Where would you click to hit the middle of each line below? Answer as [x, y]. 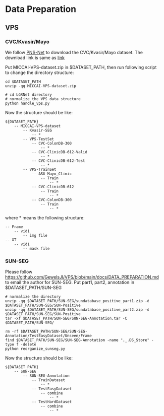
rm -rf [12, 332]
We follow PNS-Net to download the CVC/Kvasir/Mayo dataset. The [74, 52]
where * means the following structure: [45, 217]
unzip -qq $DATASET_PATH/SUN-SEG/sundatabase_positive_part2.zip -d [77, 310]
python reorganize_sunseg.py [35, 349]
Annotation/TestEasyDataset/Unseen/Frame [49, 336]
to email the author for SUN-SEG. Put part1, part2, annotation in [70, 282]
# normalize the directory [33, 297]
